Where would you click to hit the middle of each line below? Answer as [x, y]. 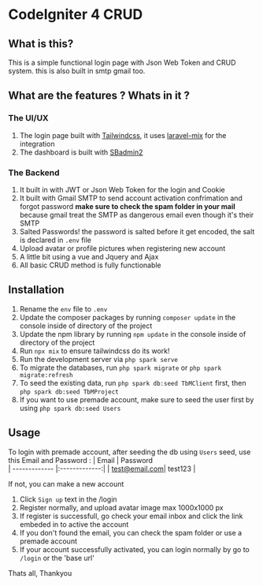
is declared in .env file [56, 240]
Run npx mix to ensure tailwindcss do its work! [94, 351]
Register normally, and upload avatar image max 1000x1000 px [121, 507]
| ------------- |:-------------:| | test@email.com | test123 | [102, 468]
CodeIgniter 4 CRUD [76, 15]
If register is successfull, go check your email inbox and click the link [131, 516]
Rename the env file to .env [63, 308]
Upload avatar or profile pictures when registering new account [122, 248]
